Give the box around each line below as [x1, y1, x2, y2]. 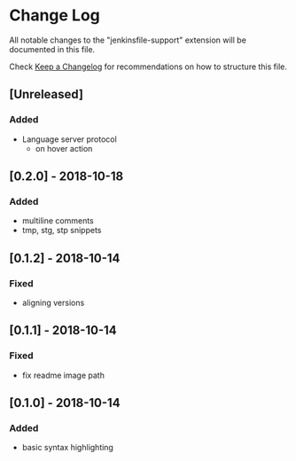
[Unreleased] [9, 87, 84, 102]
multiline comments [21, 215, 95, 226]
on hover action [35, 143, 93, 153]
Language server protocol [21, 134, 117, 145]
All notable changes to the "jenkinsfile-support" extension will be [9, 35, 246, 45]
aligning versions [21, 298, 85, 308]
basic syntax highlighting [21, 442, 113, 453]
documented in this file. [9, 43, 96, 54]
